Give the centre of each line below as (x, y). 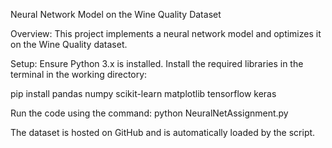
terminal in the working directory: (79, 74)
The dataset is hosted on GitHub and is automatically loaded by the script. (163, 132)
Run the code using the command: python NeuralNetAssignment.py (149, 113)
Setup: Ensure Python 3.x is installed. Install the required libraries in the (157, 63)
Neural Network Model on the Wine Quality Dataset (116, 14)
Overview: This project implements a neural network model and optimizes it (166, 33)
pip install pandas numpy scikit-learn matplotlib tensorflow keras (143, 93)
